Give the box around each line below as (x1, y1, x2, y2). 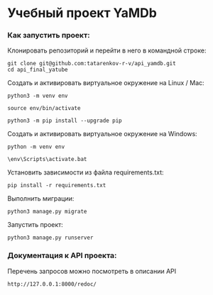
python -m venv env (7, 143, 65, 150)
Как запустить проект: (7, 30, 90, 40)
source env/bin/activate (7, 105, 81, 112)
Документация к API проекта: (7, 250, 117, 260)
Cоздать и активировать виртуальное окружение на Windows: (7, 130, 197, 138)
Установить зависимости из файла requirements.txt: (7, 168, 164, 177)
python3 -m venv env (7, 92, 69, 100)
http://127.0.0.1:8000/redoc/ (7, 280, 97, 288)
